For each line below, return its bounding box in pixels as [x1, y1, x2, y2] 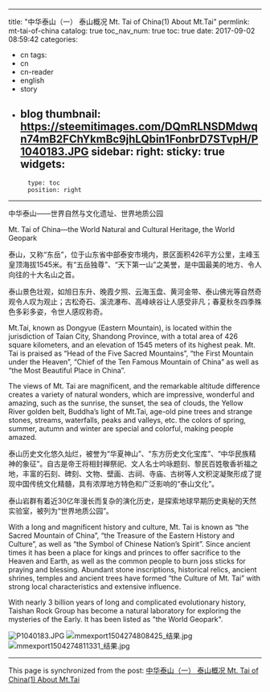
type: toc [27, 178, 60, 187]
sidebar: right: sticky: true [91, 145, 225, 159]
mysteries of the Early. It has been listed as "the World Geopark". [8, 614, 223, 624]
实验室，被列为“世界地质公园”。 [8, 506, 114, 515]
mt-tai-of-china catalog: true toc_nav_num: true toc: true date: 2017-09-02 [8, 26, 256, 35]
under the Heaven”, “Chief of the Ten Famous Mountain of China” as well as [8, 356, 260, 366]
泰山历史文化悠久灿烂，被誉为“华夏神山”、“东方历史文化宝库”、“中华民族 [8, 449, 249, 458]
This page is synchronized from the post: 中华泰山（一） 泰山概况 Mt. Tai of [8, 666, 259, 675]
